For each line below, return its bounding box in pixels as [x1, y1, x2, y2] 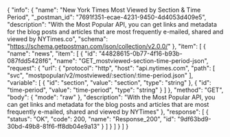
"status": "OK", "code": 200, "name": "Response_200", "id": [7, 115, 176, 123]
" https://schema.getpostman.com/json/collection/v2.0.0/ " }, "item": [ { [7, 42, 206, 50]
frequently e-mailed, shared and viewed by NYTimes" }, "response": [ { [7, 108, 209, 116]
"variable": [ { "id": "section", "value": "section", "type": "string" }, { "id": [7, 79, 211, 86]
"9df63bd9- [177, 115, 211, 123]
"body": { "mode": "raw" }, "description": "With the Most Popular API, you [7, 93, 216, 101]
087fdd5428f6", [7, 57, 53, 64]
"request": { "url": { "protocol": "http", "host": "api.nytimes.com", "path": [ [7, 64, 216, 72]
